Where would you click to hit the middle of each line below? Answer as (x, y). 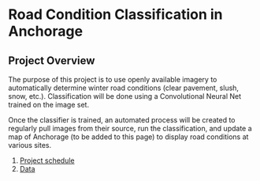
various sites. (30, 145)
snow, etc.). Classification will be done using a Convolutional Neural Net (125, 96)
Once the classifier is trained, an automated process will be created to (122, 120)
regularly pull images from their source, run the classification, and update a (130, 128)
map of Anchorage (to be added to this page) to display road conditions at (128, 137)
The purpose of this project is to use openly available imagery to (113, 79)
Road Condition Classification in (115, 15)
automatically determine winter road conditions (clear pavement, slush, (123, 88)
